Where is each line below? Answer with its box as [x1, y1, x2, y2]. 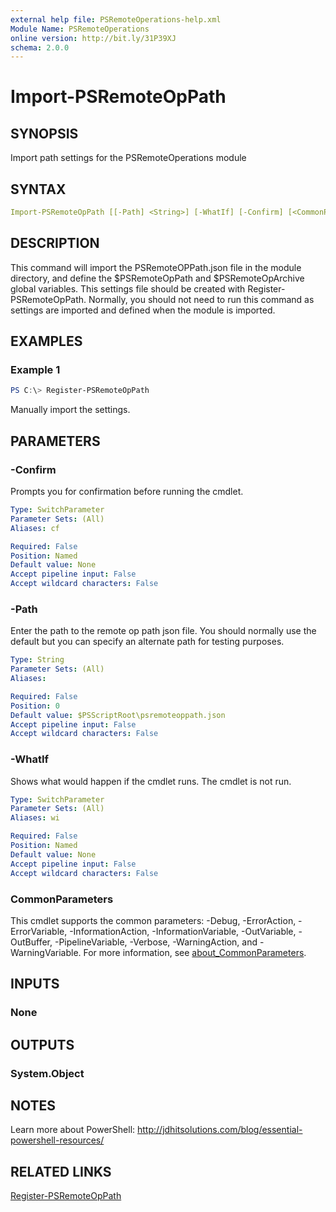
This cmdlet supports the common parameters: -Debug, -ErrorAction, [10, 914, 297, 926]
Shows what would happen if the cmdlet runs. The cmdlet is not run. [10, 775, 292, 787]
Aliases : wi [10, 813, 60, 823]
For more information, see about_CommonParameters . [83, 946, 307, 958]
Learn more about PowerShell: [10, 1124, 136, 1136]
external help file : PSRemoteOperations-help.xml [10, 14, 222, 25]
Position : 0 [10, 701, 60, 711]
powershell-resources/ [10, 1134, 105, 1146]
